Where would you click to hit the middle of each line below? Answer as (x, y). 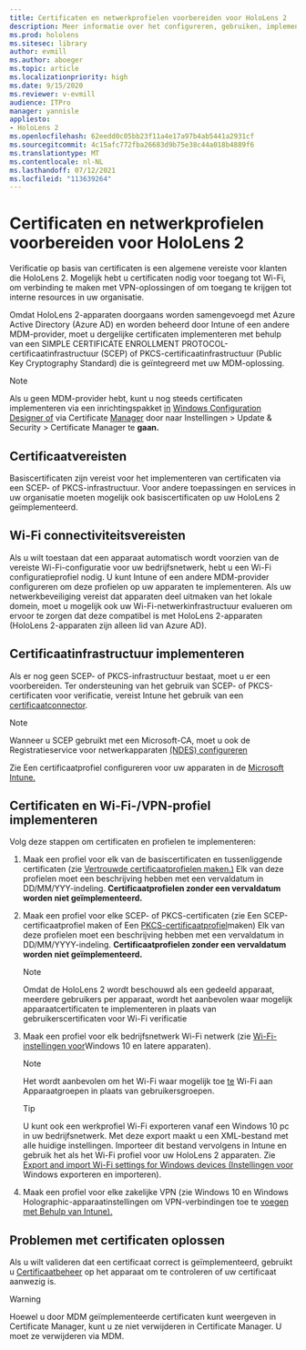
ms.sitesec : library (49, 43)
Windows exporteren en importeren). (92, 1174)
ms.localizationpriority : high (69, 77)
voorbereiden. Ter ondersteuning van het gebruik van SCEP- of (128, 685)
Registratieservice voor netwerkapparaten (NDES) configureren (128, 750)
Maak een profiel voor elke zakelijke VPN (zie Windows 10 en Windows (155, 1193)
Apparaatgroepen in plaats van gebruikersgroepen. (118, 1091)
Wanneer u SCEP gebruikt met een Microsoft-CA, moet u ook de (130, 740)
